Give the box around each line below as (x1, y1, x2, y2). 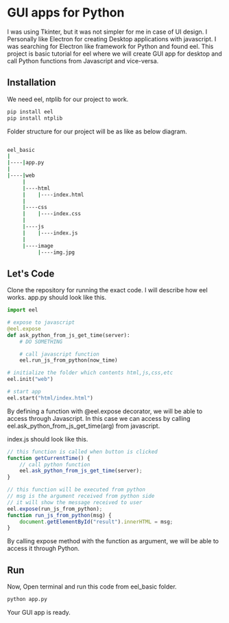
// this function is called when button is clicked (7, 448, 158, 455)
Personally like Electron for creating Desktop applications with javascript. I (7, 34, 217, 43)
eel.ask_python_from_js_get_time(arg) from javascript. (7, 422, 160, 430)
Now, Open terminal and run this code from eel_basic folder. (7, 582, 177, 591)
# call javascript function (19, 351, 99, 358)
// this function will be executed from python (7, 486, 146, 493)
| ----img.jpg (37, 249, 75, 256)
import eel (7, 307, 38, 314)
